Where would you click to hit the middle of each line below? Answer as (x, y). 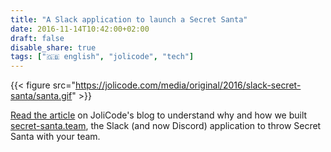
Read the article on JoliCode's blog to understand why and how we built (159, 115)
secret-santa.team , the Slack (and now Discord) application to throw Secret (166, 126)
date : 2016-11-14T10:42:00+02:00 (80, 29)
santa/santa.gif (41, 96)
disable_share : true (53, 47)
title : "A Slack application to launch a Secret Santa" (129, 19)
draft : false (37, 38)
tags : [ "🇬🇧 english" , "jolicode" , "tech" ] (102, 57)
